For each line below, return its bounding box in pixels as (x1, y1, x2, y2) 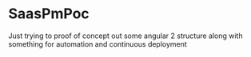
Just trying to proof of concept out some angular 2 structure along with (8, 31, 243, 40)
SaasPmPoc (8, 5, 90, 23)
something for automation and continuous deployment (8, 39, 188, 48)
